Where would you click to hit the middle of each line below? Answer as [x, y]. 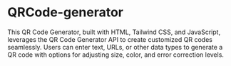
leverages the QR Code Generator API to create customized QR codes [110, 39]
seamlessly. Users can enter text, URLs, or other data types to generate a [115, 47]
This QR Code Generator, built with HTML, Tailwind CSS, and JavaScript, [114, 32]
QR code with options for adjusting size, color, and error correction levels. [116, 55]
